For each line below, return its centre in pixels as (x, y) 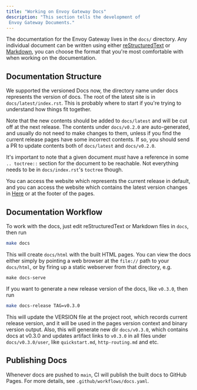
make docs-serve (26, 278)
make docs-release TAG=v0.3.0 (43, 306)
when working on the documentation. (51, 58)
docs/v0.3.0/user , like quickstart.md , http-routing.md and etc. (82, 342)
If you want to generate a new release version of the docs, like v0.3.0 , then (97, 288)
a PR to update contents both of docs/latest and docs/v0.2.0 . (81, 146)
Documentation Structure (54, 76)
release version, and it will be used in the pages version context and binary (97, 323)
